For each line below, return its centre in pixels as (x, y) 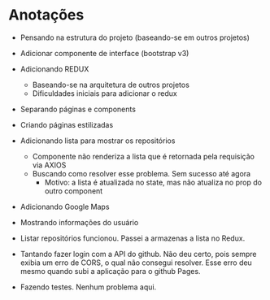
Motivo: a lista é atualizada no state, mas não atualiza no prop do (153, 182)
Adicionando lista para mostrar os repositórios (98, 141)
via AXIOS (49, 165)
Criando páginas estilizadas (67, 124)
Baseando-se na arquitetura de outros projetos (111, 85)
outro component (74, 191)
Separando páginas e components (78, 109)
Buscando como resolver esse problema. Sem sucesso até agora (141, 173)
